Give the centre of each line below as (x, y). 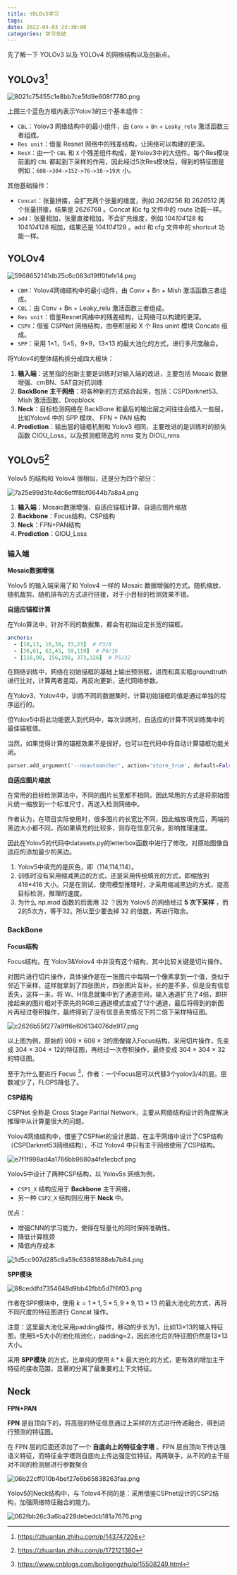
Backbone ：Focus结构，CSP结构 (66, 516)
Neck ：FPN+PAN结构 (49, 525)
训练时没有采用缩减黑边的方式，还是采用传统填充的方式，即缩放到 (113, 876)
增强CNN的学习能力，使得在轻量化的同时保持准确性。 (96, 1228)
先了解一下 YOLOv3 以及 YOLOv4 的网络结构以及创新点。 (91, 55)
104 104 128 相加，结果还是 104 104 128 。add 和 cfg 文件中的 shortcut (117, 227)
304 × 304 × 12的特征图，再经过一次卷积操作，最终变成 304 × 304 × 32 (120, 1049)
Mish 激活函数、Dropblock (56, 400)
